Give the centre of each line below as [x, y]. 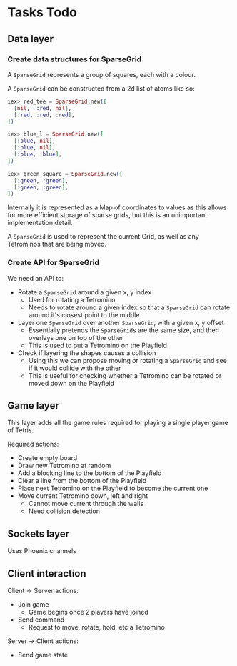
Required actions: [33, 444]
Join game [33, 604]
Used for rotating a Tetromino [72, 299]
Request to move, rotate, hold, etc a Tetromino [97, 627]
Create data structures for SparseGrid [75, 59]
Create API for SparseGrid [54, 263]
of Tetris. [21, 430]
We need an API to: [36, 278]
